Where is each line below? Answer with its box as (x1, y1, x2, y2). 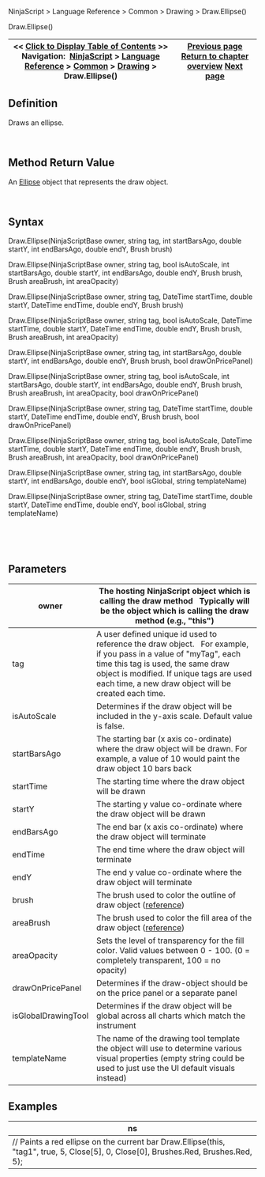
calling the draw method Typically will (99, 596, 250, 607)
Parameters (8, 562, 67, 576)
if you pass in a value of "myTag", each (95, 649, 241, 660)
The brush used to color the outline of (95, 890, 237, 901)
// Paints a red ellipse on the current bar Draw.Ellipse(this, (12, 1137, 226, 1148)
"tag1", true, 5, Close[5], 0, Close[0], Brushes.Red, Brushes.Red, (12, 1146, 252, 1157)
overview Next (186, 61, 243, 71)
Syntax (8, 215, 44, 229)
